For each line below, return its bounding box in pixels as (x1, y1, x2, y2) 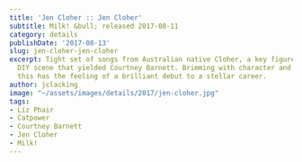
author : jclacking (9, 80, 78, 89)
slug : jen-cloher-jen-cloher (9, 47, 119, 56)
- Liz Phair (9, 105, 54, 114)
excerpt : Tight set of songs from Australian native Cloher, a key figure (9, 55, 296, 64)
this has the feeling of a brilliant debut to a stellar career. (17, 72, 268, 81)
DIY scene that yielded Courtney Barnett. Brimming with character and (17, 64, 292, 73)
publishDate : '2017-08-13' (9, 38, 111, 48)
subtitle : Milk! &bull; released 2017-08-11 (9, 22, 179, 31)
